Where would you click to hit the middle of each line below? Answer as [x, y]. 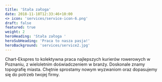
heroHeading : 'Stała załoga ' [36, 37]
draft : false [18, 23]
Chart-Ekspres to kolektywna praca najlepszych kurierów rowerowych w [78, 59]
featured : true [20, 27]
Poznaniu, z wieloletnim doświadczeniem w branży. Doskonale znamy [75, 64]
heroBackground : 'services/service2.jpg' [48, 45]
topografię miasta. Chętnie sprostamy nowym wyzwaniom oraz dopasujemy [81, 69]
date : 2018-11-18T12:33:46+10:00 [39, 14]
